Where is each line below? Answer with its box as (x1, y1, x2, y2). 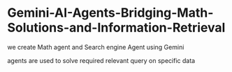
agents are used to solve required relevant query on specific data (7, 56, 196, 64)
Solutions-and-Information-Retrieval (7, 20, 226, 36)
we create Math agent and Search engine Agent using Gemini (7, 43, 184, 51)
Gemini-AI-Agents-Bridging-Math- (7, 5, 214, 21)
